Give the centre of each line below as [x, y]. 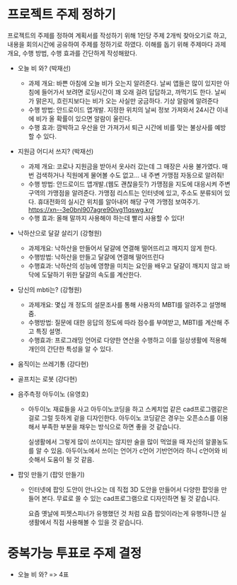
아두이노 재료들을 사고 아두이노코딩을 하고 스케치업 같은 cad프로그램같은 [128, 409]
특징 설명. [49, 331]
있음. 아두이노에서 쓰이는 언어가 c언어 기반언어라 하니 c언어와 [135, 451]
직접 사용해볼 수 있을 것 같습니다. [98, 522]
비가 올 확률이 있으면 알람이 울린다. [84, 118]
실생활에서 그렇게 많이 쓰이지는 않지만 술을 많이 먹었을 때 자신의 [116, 441]
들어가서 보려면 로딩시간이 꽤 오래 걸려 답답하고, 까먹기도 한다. [127, 92]
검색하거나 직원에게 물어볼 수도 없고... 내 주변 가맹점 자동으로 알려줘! [130, 175]
